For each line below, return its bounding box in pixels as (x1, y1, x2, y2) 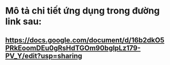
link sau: (5, 16, 42, 27)
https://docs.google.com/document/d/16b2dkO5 (5, 36, 165, 44)
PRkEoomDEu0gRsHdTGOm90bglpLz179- (5, 43, 141, 52)
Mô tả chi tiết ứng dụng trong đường (5, 5, 160, 17)
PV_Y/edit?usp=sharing (5, 51, 83, 60)
